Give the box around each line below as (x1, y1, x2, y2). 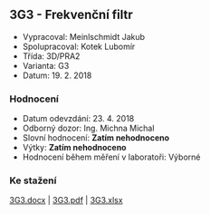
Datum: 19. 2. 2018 (22, 70, 92, 81)
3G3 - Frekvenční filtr (9, 7, 133, 23)
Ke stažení (9, 174, 57, 187)
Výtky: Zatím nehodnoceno (22, 142, 127, 153)
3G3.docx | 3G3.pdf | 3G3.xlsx (9, 195, 124, 206)
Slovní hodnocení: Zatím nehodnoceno (22, 132, 170, 143)
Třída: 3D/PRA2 (22, 50, 81, 62)
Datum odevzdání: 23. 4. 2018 (22, 113, 135, 124)
